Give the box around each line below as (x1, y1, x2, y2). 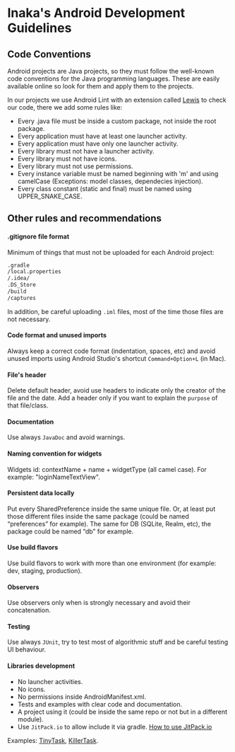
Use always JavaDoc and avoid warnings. (7, 433, 126, 441)
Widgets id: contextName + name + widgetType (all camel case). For (7, 465, 207, 473)
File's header (7, 370, 47, 379)
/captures (7, 294, 37, 301)
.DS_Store (7, 282, 37, 289)
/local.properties (7, 268, 61, 275)
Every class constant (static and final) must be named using (17, 185, 192, 192)
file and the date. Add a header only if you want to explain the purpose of (7, 394, 218, 403)
